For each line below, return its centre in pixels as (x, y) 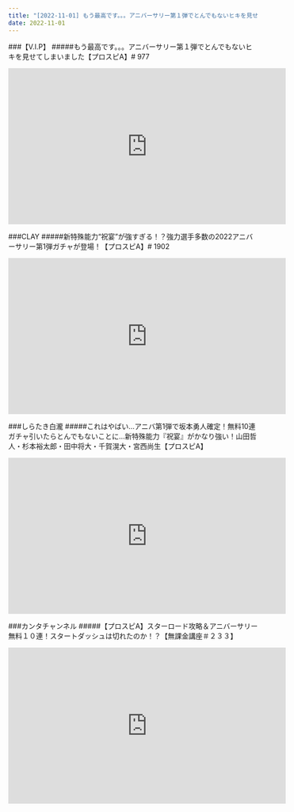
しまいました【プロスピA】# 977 (96, 56)
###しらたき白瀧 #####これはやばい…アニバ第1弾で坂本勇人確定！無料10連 (132, 426)
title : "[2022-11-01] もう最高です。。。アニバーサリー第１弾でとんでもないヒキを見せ (134, 15)
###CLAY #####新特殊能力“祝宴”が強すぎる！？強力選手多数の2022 (120, 236)
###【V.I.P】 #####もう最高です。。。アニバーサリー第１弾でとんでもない (127, 46)
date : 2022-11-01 (37, 23)
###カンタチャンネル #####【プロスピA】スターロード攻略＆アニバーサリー (133, 626)
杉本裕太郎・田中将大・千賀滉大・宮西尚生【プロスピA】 (115, 446)
